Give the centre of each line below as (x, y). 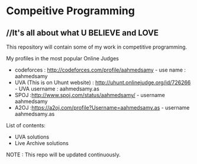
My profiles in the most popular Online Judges (63, 58)
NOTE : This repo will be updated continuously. (63, 155)
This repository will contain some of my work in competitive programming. (97, 47)
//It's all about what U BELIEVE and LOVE (82, 33)
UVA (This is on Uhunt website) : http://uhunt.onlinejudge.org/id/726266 (103, 82)
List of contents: (26, 125)
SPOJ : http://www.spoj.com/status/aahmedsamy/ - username (90, 95)
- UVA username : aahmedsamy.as (57, 89)
